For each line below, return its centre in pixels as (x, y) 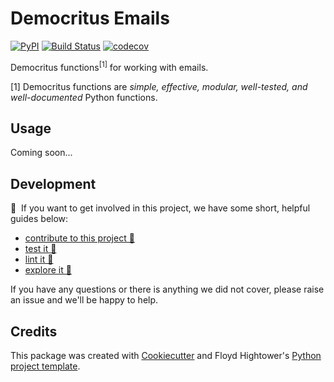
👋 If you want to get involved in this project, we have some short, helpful (160, 208)
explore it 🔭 (48, 270)
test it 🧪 (40, 249)
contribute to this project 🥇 (79, 238)
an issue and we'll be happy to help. (84, 300)
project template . (45, 366)
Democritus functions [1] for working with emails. (109, 66)
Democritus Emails (90, 18)
